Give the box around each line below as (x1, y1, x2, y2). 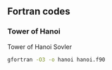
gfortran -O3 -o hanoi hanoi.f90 (7, 56, 106, 63)
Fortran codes (7, 6, 70, 17)
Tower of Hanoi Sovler (7, 42, 73, 51)
